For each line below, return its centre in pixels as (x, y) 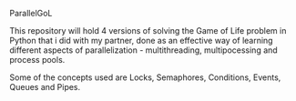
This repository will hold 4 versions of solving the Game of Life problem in (148, 30)
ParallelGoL (31, 13)
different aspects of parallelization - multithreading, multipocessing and (143, 50)
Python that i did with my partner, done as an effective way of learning (141, 40)
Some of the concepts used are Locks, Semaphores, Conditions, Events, (145, 77)
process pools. (37, 60)
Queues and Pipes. (45, 87)
